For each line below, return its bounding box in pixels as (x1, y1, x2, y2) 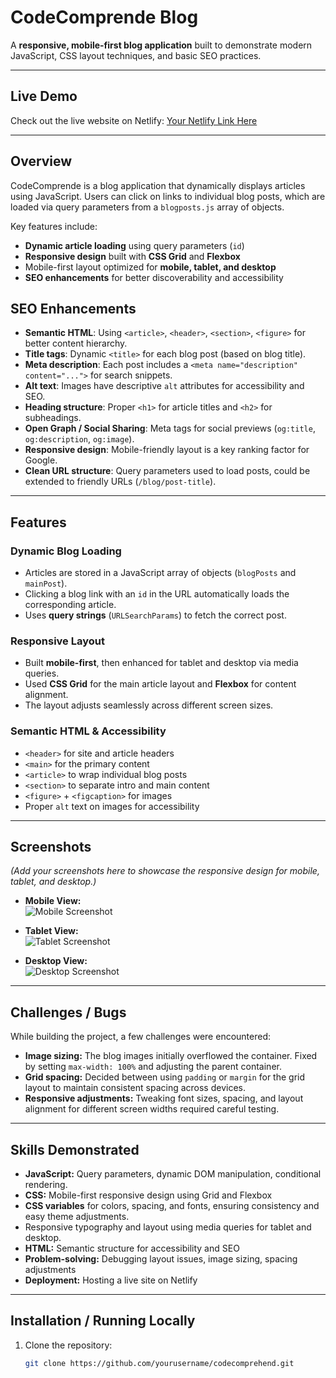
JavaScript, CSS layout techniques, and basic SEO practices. (10, 49, 262, 61)
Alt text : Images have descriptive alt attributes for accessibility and (24, 380, 305, 392)
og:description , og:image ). (24, 433, 135, 445)
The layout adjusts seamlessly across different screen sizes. (24, 699, 274, 711)
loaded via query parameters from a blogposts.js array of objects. (10, 201, 285, 213)
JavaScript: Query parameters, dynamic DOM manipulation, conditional (24, 1168, 322, 1180)
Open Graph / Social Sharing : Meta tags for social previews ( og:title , (24, 422, 316, 435)
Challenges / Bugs (10, 1004, 127, 1021)
